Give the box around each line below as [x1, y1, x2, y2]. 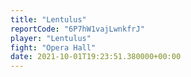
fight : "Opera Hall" [10, 42, 97, 53]
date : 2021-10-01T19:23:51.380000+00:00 [10, 52, 182, 62]
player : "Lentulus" [10, 33, 92, 43]
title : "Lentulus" [10, 14, 87, 25]
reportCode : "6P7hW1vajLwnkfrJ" [10, 24, 145, 34]
